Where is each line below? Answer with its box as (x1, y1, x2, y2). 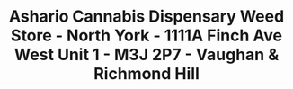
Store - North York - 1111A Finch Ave (10, 25, 283, 46)
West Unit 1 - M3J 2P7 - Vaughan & (13, 45, 280, 65)
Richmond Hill (93, 64, 200, 85)
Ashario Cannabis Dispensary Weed (8, 6, 285, 27)
